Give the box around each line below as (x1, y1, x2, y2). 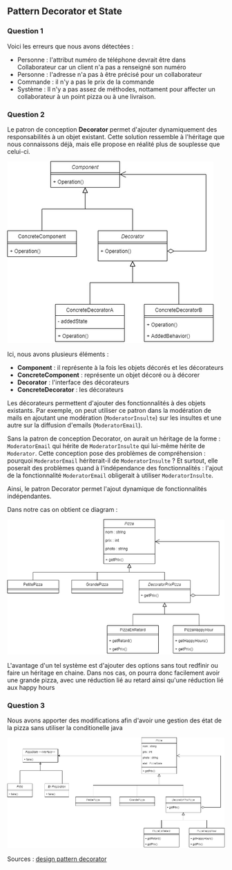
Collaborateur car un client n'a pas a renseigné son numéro (17, 62, 186, 71)
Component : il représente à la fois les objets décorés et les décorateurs (17, 363, 224, 371)
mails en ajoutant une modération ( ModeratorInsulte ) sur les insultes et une (7, 414, 222, 422)
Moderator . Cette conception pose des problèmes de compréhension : (7, 449, 206, 457)
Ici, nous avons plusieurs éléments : (7, 350, 109, 358)
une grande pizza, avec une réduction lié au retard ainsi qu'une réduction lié (7, 676, 224, 684)
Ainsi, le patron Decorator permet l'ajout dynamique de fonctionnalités (7, 484, 207, 492)
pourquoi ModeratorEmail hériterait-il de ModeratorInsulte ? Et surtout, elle (7, 456, 218, 465)
